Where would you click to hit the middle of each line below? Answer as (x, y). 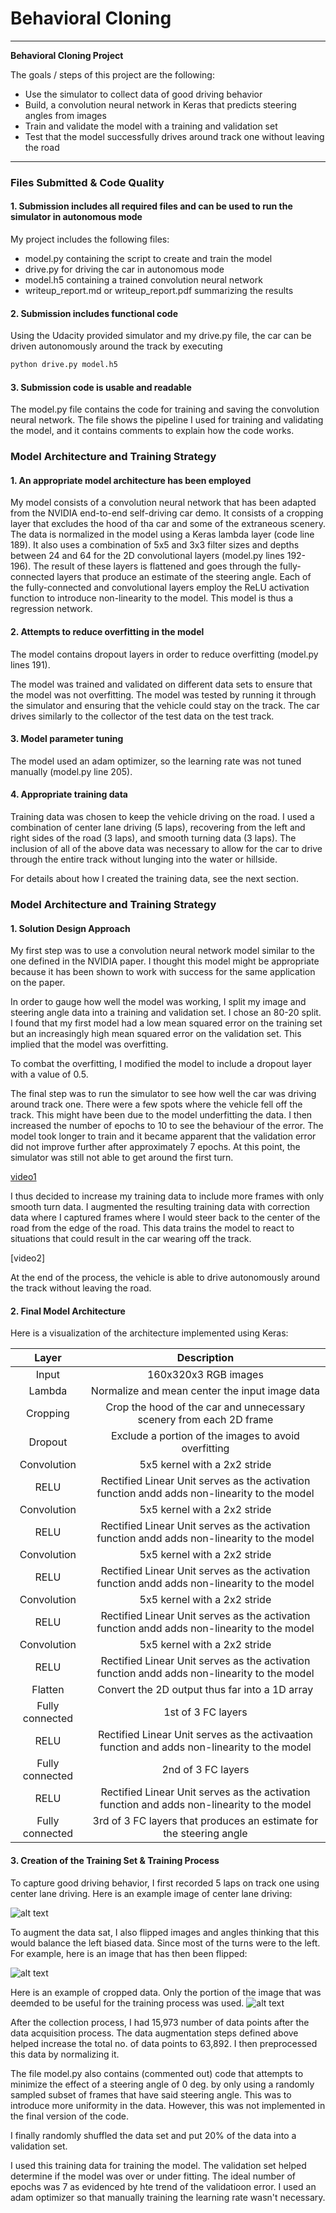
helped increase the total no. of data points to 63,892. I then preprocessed (164, 2043)
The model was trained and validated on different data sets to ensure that (161, 684)
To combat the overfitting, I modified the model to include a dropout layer (161, 1064)
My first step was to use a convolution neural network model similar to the (162, 951)
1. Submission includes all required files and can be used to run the (151, 206)
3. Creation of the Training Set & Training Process (115, 1860)
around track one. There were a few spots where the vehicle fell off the (156, 1104)
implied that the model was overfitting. (89, 1044)
